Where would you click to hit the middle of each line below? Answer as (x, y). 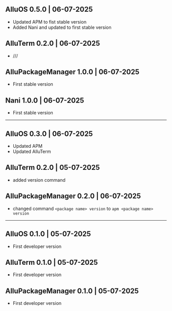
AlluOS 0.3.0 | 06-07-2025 (49, 134)
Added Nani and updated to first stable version (62, 27)
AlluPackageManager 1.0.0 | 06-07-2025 (72, 72)
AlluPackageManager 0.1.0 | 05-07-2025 (72, 291)
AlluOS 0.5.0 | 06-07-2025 (49, 9)
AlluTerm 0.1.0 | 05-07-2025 (52, 262)
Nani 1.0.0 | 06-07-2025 (45, 100)
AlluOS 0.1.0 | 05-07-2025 (48, 234)
